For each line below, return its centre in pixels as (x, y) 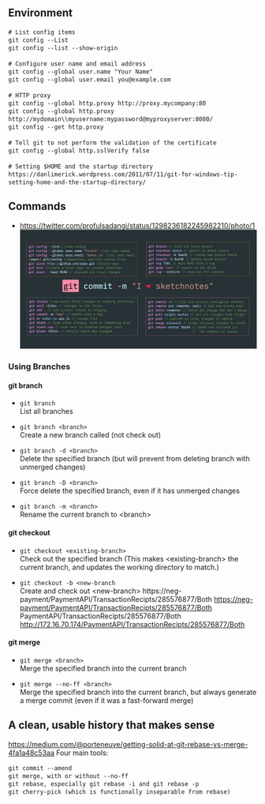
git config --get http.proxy (56, 127)
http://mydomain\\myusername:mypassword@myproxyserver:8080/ (111, 119)
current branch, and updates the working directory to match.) (119, 567)
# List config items (42, 32)
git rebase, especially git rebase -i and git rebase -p (104, 784)
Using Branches (39, 366)
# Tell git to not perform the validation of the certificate (112, 143)
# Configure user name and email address (77, 64)
